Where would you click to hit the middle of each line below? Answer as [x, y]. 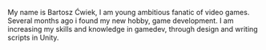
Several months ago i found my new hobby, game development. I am [121, 21]
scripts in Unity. [33, 37]
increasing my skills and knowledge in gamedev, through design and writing [133, 29]
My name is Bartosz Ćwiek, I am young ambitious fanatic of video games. [129, 12]
